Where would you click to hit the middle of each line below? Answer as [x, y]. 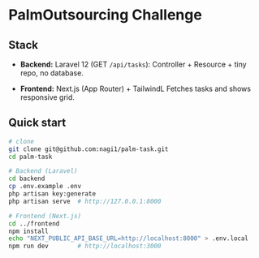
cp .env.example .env [45, 187]
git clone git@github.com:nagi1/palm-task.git [88, 149]
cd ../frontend [34, 224]
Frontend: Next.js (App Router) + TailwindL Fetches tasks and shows [136, 88]
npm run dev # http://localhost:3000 [85, 246]
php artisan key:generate [52, 194]
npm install [28, 231]
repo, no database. [52, 73]
